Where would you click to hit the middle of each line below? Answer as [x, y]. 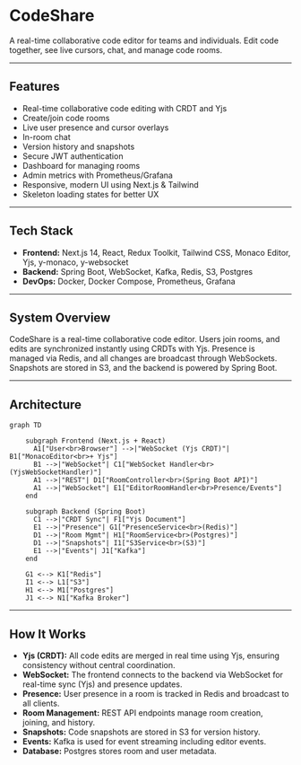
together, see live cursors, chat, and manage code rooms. [116, 49]
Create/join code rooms [66, 118]
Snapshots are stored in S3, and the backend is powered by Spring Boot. [143, 368]
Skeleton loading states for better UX [90, 194]
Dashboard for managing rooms [81, 165]
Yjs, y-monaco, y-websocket [75, 262]
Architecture [46, 404]
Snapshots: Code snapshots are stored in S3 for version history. [142, 732]
